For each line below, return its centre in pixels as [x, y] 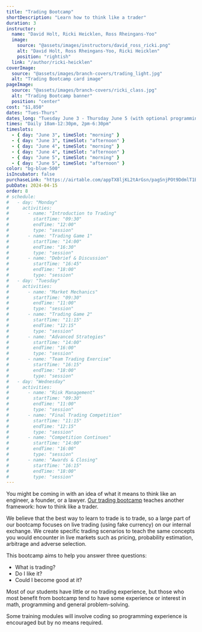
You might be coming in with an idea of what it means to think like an [91, 494]
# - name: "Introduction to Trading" [62, 214]
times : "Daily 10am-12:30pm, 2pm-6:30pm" [59, 124]
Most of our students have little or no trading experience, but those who [95, 592]
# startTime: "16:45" [44, 264]
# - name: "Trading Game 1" [50, 236]
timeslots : [20, 130]
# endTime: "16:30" [41, 247]
